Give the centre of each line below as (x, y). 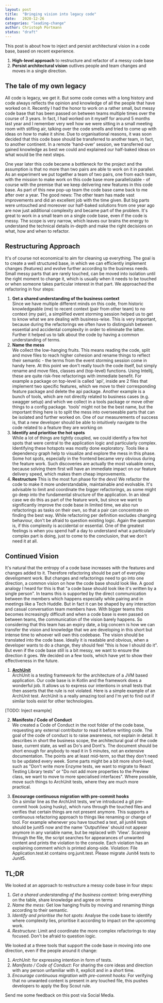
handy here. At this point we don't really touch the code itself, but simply (84, 365)
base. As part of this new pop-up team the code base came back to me (76, 189)
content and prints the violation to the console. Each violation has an (80, 843)
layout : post (18, 9)
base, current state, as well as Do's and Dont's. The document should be (85, 746)
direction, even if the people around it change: (51, 951)
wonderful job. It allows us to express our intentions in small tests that (82, 686)
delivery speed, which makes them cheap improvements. (69, 474)
